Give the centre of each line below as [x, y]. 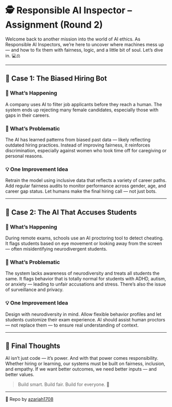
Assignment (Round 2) [54, 25]
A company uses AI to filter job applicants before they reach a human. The [84, 104]
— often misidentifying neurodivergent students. [56, 249]
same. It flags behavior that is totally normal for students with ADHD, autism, [86, 279]
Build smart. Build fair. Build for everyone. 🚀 [64, 384]
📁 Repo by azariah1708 [29, 399]
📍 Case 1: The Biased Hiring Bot [56, 79]
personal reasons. [24, 156]
